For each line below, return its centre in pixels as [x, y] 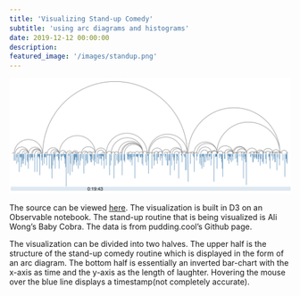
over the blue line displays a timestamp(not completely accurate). [129, 282]
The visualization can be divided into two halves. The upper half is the [138, 243]
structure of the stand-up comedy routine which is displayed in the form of [146, 253]
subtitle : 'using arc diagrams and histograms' [100, 28]
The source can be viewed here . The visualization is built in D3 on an [136, 207]
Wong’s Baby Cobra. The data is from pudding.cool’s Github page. [131, 226]
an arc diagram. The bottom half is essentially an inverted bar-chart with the [149, 262]
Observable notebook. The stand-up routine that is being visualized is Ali [143, 217]
